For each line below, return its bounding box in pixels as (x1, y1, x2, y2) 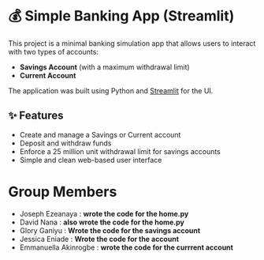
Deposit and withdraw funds (19, 138, 112, 148)
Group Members (8, 183, 117, 201)
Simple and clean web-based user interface (19, 155, 162, 164)
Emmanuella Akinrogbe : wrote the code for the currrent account (19, 243, 234, 252)
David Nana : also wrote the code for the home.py (19, 217, 185, 227)
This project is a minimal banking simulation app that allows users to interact (8, 38, 256, 48)
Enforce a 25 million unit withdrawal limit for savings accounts (19, 146, 221, 156)
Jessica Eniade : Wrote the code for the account (19, 234, 180, 243)
